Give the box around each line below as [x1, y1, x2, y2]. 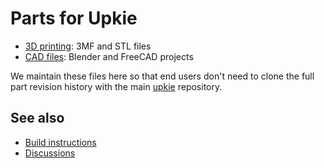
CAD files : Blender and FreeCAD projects [24, 50, 194, 62]
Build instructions [24, 136, 97, 148]
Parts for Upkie [10, 7, 138, 30]
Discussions [24, 147, 76, 159]
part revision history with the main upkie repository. [10, 80, 223, 92]
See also [10, 110, 65, 127]
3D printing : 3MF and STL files [24, 40, 152, 52]
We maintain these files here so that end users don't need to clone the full [10, 70, 315, 82]
